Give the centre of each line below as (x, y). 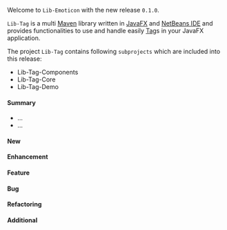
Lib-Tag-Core (36, 79)
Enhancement (28, 157)
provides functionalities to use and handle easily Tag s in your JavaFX (106, 31)
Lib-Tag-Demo (38, 87)
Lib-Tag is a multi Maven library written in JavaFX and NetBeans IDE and (110, 23)
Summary (21, 102)
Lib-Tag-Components (48, 72)
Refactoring (24, 204)
